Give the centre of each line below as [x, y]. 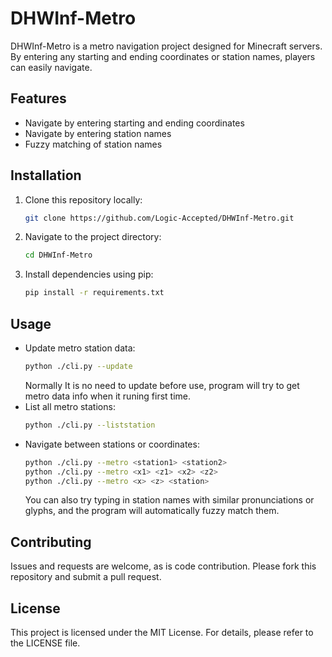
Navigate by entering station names [98, 133]
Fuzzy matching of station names [93, 144]
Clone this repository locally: [83, 199]
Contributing [51, 542]
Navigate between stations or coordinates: [112, 444]
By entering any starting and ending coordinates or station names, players [163, 56]
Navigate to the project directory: [93, 237]
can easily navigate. [51, 67]
